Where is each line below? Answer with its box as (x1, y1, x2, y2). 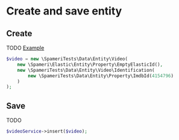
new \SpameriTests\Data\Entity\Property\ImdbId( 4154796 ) (28, 72, 174, 79)
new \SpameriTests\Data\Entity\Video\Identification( (17, 67, 155, 73)
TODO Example (6, 44, 45, 51)
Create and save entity (6, 4, 122, 18)
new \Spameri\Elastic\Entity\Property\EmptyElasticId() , (17, 62, 163, 68)
